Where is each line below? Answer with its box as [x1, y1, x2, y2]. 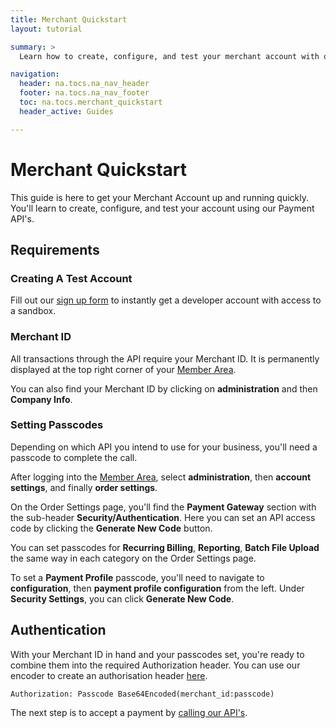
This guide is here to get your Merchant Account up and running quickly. [10, 191, 310, 203]
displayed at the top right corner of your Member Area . [10, 363, 237, 375]
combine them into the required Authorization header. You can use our [10, 659, 301, 671]
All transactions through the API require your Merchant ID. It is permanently [10, 352, 320, 365]
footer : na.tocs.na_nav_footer [19, 88, 150, 98]
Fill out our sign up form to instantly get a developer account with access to [10, 294, 322, 306]
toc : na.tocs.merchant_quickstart [19, 97, 163, 107]
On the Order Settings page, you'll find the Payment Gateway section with [10, 501, 317, 513]
